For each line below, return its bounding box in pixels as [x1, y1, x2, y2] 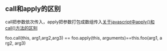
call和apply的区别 [5, 4, 61, 13]
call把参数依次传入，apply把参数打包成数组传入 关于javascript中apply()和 [5, 19, 155, 25]
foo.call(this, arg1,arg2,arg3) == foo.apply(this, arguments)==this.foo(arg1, [5, 35, 159, 41]
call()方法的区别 [5, 25, 37, 31]
